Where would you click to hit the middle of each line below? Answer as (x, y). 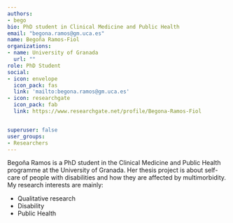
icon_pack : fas (36, 85)
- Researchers (28, 143)
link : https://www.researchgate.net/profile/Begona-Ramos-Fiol (107, 111)
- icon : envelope (33, 79)
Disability (31, 206)
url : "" (25, 59)
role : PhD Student (34, 66)
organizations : (29, 46)
